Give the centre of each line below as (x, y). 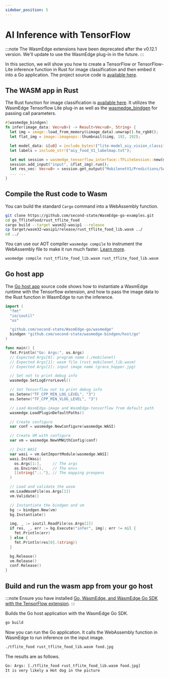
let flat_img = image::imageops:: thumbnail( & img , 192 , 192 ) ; (75, 137)
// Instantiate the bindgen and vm (47, 505)
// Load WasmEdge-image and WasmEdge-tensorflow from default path (82, 408)
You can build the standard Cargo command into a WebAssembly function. (82, 206)
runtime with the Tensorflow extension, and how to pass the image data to (82, 292)
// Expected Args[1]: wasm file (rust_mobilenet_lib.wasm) (73, 362)
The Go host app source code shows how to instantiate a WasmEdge (77, 286)
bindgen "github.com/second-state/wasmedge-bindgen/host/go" (75, 334)
